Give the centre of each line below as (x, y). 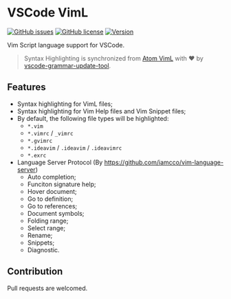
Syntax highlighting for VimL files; (65, 104)
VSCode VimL (47, 13)
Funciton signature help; (62, 184)
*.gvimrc (40, 141)
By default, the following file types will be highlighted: (93, 118)
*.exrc (37, 155)
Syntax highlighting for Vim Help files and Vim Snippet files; (101, 111)
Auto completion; (52, 177)
